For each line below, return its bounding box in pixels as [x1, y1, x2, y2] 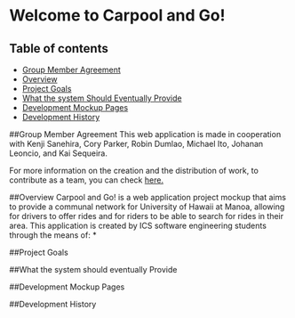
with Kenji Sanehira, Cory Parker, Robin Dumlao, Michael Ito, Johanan [9, 139, 264, 149]
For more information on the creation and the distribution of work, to [9, 166, 259, 175]
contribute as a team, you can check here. [9, 175, 164, 185]
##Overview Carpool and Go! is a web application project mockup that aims [9, 192, 287, 202]
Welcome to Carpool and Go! [9, 5, 226, 26]
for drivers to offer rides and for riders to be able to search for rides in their [9, 211, 284, 221]
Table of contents [9, 41, 108, 56]
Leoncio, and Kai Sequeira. [9, 148, 108, 159]
